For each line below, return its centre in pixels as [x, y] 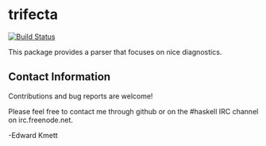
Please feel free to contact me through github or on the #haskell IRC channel [133, 111]
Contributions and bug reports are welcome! [81, 96]
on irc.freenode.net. [41, 120]
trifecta [33, 15]
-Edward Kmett [33, 135]
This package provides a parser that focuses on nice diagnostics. [115, 52]
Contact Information [60, 77]
